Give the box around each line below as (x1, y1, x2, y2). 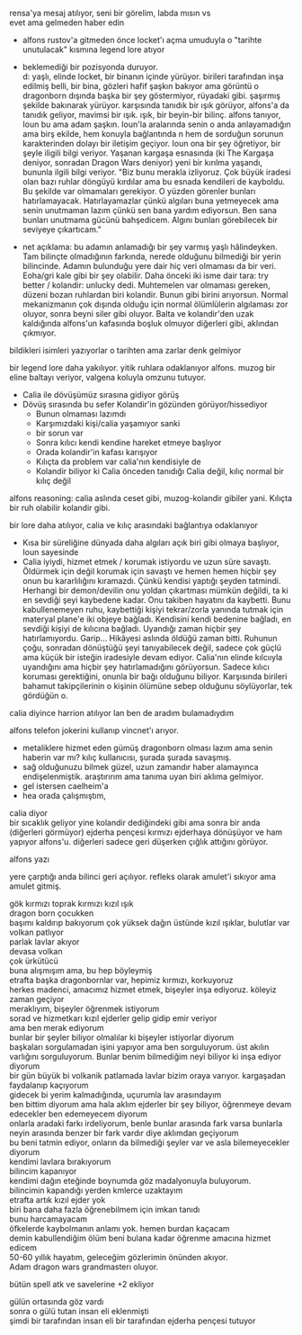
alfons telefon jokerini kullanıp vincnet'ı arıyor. (9, 725, 180, 736)
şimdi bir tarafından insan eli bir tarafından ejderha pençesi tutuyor (9, 1315, 256, 1326)
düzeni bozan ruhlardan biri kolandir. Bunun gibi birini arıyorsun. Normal (22, 290, 289, 300)
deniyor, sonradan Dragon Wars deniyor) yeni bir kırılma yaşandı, (22, 157, 263, 167)
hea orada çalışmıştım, (22, 791, 106, 801)
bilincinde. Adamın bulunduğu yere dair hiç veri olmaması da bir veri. (22, 261, 277, 271)
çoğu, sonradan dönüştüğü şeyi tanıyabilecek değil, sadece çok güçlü (22, 642, 281, 653)
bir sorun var (35, 427, 84, 438)
